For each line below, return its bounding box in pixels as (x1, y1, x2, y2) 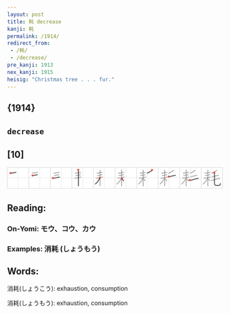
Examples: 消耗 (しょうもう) (7, 244, 101, 253)
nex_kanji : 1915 (7, 68, 53, 75)
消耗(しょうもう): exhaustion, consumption (7, 299, 128, 307)
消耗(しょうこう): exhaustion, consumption (7, 285, 128, 293)
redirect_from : (7, 40, 51, 47)
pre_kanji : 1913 (7, 62, 53, 68)
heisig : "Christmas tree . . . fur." (7, 76, 115, 83)
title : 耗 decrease (7, 18, 62, 25)
